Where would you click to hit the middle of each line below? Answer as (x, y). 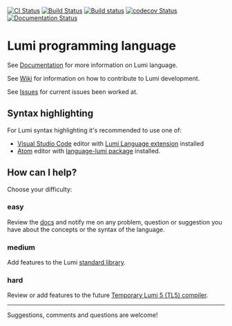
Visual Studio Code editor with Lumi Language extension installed (110, 143)
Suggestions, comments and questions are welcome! (83, 315)
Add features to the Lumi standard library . (67, 262)
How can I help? (42, 173)
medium (21, 247)
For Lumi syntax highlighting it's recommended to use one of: (94, 130)
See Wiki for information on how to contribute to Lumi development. (104, 78)
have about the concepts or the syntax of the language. (86, 229)
